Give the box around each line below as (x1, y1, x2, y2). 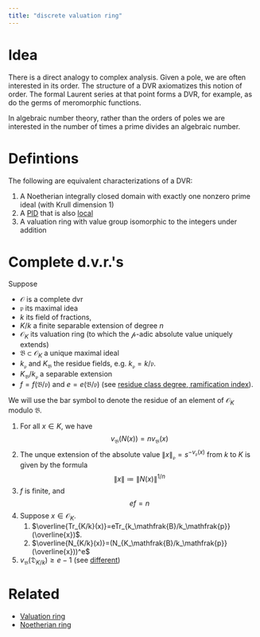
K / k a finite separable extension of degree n (19, 321, 165, 330)
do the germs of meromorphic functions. (8, 97, 142, 107)
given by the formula (19, 459, 88, 470)
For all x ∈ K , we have (19, 421, 93, 431)
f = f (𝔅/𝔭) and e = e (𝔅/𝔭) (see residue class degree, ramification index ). (19, 379, 254, 389)
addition (19, 225, 47, 235)
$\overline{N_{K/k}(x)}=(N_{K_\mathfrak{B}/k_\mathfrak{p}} (31, 538, 228, 548)
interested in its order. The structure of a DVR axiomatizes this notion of (8, 80, 243, 90)
